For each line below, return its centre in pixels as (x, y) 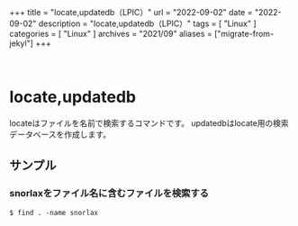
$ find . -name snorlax (54, 212)
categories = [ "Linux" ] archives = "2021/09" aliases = (111, 34)
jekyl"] (22, 43)
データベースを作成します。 (60, 134)
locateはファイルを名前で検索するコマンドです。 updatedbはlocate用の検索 (149, 122)
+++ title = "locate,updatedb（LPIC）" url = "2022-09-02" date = (131, 12)
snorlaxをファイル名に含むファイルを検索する (109, 194)
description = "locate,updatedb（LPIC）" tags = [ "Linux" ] (147, 23)
